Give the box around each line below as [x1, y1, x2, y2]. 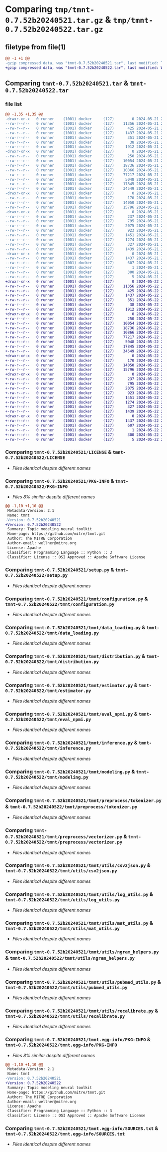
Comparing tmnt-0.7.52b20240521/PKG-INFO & [5, 477, 114, 484]
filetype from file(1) [5, 42, 66, 51]
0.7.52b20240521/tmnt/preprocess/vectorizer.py [5, 834, 123, 840]
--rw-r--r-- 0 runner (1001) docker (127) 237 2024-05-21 [5, 214, 159, 219]
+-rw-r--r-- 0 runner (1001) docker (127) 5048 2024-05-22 [5, 340, 159, 345]
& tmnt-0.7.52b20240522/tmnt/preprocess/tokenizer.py [5, 803, 138, 810]
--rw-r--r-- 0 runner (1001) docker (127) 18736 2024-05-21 [5, 163, 159, 168]
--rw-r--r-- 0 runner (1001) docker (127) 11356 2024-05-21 [5, 121, 159, 126]
